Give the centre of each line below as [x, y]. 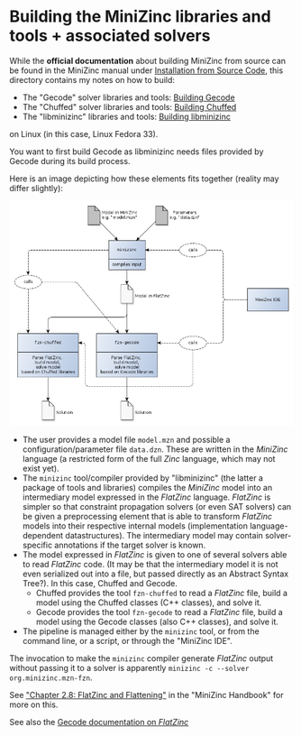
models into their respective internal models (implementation [135, 526]
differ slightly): [36, 188]
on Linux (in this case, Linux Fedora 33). [84, 133]
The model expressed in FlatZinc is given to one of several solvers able [155, 554]
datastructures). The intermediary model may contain [164, 535]
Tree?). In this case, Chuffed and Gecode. [100, 583]
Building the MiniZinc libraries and [141, 17]
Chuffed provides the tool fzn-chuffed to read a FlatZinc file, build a [162, 593]
